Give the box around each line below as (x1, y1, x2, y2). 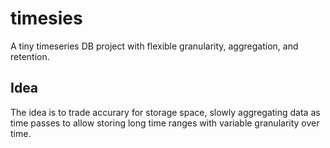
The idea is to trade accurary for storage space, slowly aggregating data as (10, 106, 321, 118)
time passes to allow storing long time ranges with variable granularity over (10, 117, 320, 129)
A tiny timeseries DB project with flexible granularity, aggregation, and (10, 40, 299, 52)
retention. (10, 50, 50, 62)
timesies (10, 7, 83, 30)
